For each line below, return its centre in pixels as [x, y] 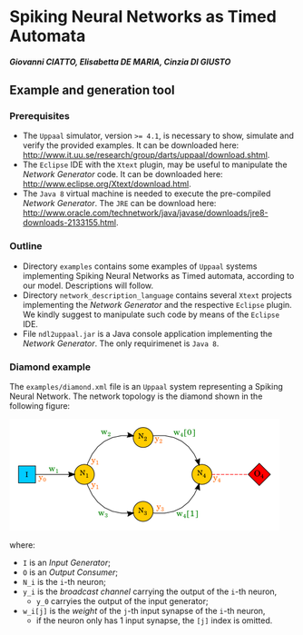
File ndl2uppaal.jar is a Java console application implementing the [147, 333]
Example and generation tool [92, 90]
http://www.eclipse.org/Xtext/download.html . [107, 184]
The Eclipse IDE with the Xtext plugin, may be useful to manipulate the [155, 164]
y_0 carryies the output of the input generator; [122, 601]
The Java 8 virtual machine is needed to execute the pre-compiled [147, 193]
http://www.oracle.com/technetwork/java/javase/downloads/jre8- [146, 213]
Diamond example [50, 367]
